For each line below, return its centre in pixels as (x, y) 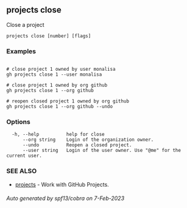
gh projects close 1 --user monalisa (54, 75)
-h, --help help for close (58, 134)
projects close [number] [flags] (49, 36)
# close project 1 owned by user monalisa (61, 70)
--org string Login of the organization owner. (88, 140)
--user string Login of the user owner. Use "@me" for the (102, 151)
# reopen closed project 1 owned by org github (68, 101)
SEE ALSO (22, 171)
